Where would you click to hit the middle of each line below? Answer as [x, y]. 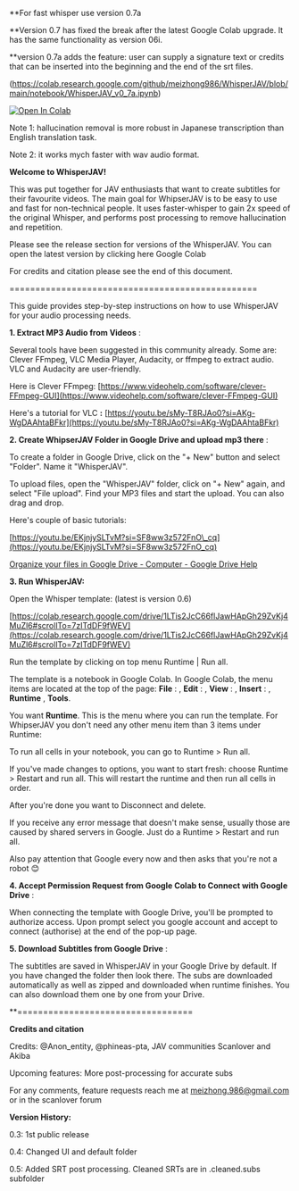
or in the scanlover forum [56, 1100]
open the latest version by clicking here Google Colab [108, 254]
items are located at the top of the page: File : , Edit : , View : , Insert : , [140, 688]
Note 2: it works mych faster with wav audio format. [104, 154]
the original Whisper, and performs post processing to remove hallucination [148, 217]
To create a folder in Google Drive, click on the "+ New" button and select [145, 457]
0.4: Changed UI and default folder [73, 1152]
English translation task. [53, 137]
